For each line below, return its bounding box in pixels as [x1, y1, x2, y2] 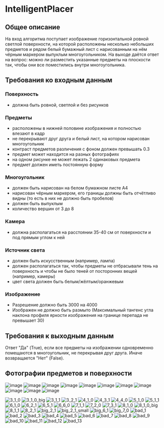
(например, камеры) [12, 273, 55, 279]
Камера [5, 218, 25, 225]
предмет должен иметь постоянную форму [12, 162, 104, 167]
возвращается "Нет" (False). [5, 355, 65, 361]
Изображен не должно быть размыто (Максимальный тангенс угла [12, 307, 154, 313]
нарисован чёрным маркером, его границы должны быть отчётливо [12, 190, 156, 196]
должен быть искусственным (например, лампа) [12, 258, 115, 263]
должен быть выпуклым [12, 201, 63, 207]
